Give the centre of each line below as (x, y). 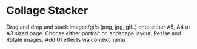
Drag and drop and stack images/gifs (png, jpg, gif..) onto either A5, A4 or (98, 27)
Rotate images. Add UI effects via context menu (66, 39)
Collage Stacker (47, 10)
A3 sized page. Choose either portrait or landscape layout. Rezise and (94, 33)
